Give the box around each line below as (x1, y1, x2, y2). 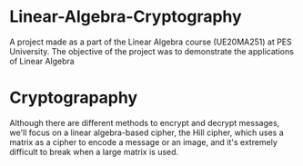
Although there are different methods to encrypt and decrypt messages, (9, 117, 280, 128)
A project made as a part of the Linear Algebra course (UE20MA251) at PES (9, 36, 293, 47)
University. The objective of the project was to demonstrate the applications (9, 45, 294, 56)
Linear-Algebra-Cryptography (9, 6, 243, 27)
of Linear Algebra (9, 55, 75, 66)
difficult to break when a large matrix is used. (9, 146, 179, 157)
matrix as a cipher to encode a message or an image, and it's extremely (9, 136, 278, 147)
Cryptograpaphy (9, 88, 138, 108)
